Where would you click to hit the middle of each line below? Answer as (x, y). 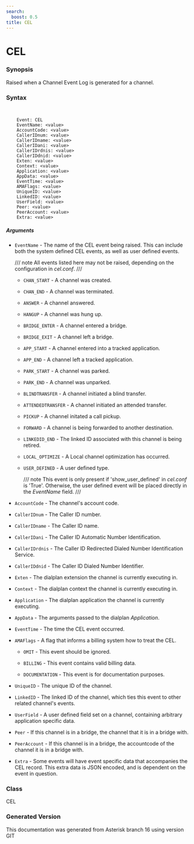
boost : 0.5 (25, 17)
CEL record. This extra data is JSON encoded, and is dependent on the (100, 767)
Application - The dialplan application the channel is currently (89, 600)
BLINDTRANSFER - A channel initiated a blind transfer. (85, 394)
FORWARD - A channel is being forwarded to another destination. (98, 428)
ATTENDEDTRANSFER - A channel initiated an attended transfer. (95, 405)
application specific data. (45, 721)
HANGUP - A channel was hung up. (63, 315)
